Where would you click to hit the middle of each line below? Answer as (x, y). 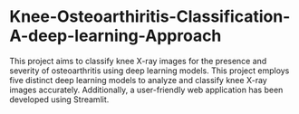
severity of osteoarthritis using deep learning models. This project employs (149, 71)
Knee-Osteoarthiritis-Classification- (150, 17)
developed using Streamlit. (59, 99)
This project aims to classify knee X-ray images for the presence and (138, 61)
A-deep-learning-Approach (116, 36)
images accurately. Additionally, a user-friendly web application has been (146, 90)
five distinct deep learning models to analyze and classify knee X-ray (138, 80)
